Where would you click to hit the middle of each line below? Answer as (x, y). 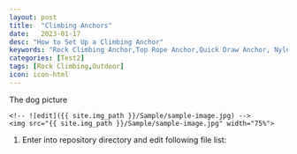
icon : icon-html (39, 75)
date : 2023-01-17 (45, 33)
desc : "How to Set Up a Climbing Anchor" (87, 42)
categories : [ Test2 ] (47, 58)
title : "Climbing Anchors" (61, 26)
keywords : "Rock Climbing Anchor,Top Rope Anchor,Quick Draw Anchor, (140, 50)
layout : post (33, 17)
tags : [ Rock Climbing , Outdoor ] (67, 67)
